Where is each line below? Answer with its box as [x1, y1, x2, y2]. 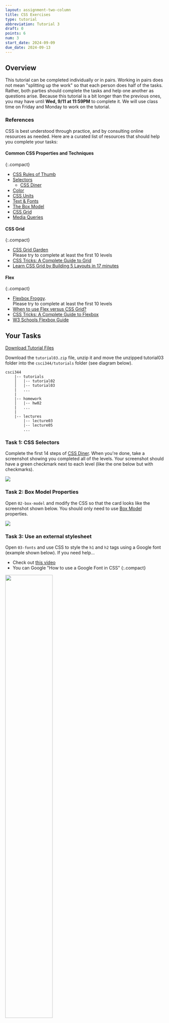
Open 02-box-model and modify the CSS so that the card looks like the [5, 500, 150, 506]
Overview [5, 64, 37, 72]
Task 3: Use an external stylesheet [5, 533, 92, 540]
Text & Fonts [12, 198, 39, 204]
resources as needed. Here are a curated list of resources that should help [5, 133, 160, 139]
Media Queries [12, 214, 43, 220]
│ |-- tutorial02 [14, 379, 55, 384]
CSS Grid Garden [12, 247, 49, 253]
